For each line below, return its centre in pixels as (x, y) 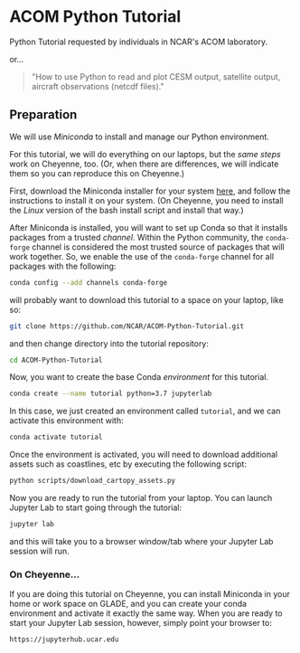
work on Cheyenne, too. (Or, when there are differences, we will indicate (144, 164)
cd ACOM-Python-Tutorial (56, 360)
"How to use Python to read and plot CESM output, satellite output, (156, 76)
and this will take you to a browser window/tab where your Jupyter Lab (141, 541)
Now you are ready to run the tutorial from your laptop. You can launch (141, 498)
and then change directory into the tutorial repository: (109, 343)
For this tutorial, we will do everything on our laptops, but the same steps (145, 154)
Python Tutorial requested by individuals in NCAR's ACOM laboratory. (139, 42)
